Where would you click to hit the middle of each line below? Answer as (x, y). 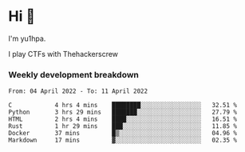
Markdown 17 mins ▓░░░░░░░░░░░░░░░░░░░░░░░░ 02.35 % (123, 140)
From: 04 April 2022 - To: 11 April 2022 (78, 91)
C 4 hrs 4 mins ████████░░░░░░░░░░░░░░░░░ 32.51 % (123, 106)
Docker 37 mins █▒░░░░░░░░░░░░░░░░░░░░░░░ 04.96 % (123, 134)
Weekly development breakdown (74, 74)
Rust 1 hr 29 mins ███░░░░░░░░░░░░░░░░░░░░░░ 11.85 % (123, 126)
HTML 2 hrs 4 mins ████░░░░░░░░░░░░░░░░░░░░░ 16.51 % (123, 119)
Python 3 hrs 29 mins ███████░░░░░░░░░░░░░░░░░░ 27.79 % (123, 112)
